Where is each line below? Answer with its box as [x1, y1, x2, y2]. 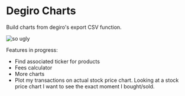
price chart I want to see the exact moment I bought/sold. [14, 82, 155, 90]
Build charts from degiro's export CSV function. [6, 24, 122, 31]
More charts [14, 70, 45, 77]
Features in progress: [6, 46, 58, 54]
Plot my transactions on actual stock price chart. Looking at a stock [14, 77, 179, 84]
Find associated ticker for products [14, 58, 100, 65]
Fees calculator [14, 64, 53, 71]
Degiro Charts [6, 4, 76, 18]
